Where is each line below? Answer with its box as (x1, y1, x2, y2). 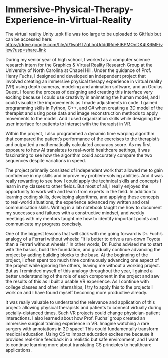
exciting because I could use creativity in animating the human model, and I (5, 94, 161, 100)
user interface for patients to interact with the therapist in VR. (5, 121, 132, 127)
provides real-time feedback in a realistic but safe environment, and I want (5, 336, 159, 342)
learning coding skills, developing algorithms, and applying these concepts (5, 194, 160, 200)
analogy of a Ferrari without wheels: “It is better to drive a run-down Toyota (5, 236, 161, 242)
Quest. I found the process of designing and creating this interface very (5, 89, 153, 95)
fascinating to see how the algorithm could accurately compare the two (5, 152, 153, 158)
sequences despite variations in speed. (5, 157, 86, 163)
